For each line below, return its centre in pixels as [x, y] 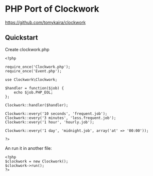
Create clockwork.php [27, 49]
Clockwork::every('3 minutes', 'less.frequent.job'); [61, 118]
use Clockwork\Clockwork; [31, 79]
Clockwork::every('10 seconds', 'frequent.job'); [56, 114]
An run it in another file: [29, 148]
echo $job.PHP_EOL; [34, 92]
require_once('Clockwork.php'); [38, 67]
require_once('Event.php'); [34, 71]
